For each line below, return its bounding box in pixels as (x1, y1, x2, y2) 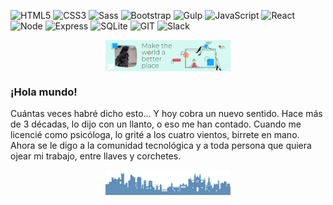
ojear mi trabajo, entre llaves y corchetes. (10, 150, 182, 162)
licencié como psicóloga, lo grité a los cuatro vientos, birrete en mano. (10, 129, 300, 141)
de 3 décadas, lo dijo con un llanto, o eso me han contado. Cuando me (10, 118, 302, 130)
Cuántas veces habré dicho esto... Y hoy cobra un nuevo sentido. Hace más (10, 108, 323, 120)
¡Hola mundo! (10, 85, 78, 99)
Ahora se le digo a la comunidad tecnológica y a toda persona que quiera (10, 140, 312, 152)
